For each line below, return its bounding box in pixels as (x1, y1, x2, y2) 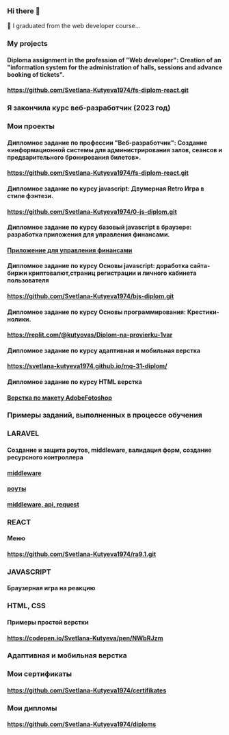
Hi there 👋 (7, 6, 41, 16)
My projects (7, 39, 48, 49)
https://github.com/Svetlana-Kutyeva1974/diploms (7, 720, 157, 729)
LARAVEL (7, 429, 40, 438)
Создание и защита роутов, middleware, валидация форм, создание (7, 446, 212, 454)
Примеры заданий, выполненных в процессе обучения (7, 411, 203, 420)
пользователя (7, 276, 49, 285)
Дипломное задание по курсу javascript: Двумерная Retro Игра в (7, 184, 204, 193)
